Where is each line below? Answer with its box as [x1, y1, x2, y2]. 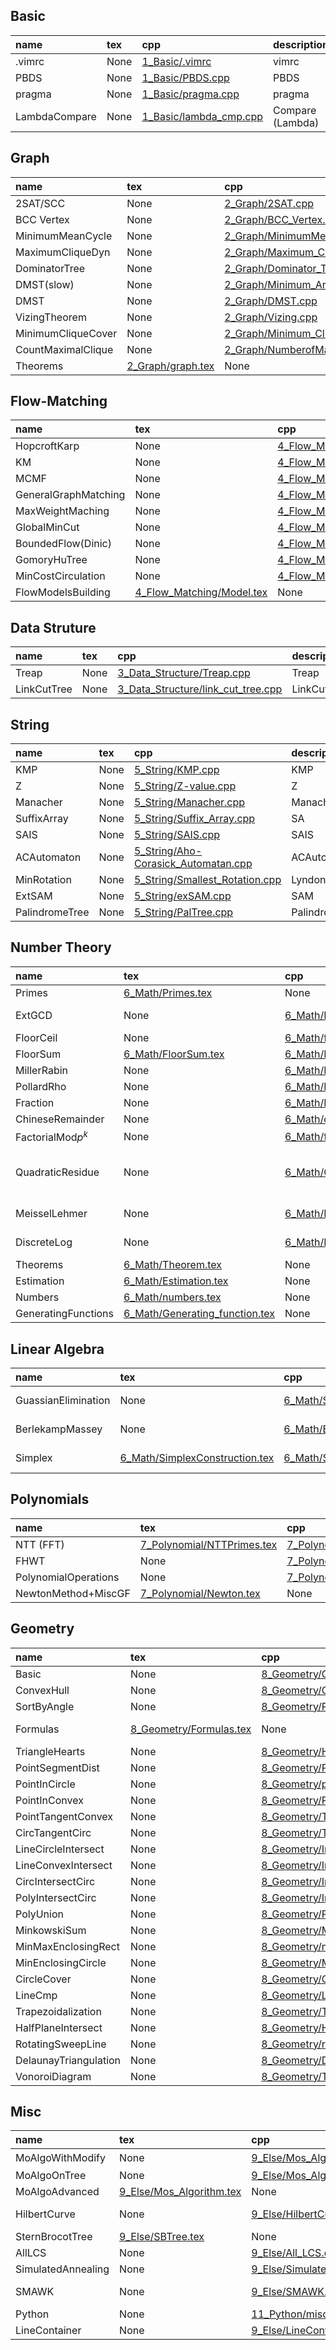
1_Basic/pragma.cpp [141, 87, 240, 101]
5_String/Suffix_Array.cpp [133, 812, 256, 826]
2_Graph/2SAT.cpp [224, 196, 315, 210]
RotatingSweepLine [15, 2037, 107, 2051]
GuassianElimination [15, 1394, 111, 1408]
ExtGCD [15, 1008, 53, 1022]
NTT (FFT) [15, 1537, 65, 1551]
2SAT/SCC [15, 196, 66, 210]
